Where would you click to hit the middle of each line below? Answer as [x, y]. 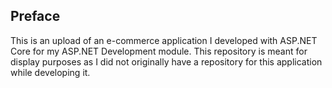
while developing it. [50, 72]
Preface [35, 16]
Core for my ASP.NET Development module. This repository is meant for [159, 51]
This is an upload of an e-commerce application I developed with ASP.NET [164, 40]
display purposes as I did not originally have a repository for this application [166, 61]
